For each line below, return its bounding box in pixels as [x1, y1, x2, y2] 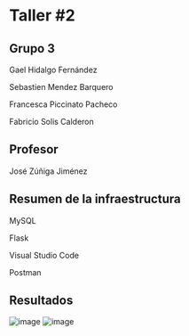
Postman [9, 266, 42, 277]
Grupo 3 [9, 41, 56, 56]
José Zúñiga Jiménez [9, 166, 88, 176]
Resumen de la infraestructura [9, 192, 181, 207]
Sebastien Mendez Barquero [9, 82, 114, 92]
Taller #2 [9, 5, 75, 26]
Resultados [9, 293, 74, 308]
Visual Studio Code [9, 250, 80, 260]
